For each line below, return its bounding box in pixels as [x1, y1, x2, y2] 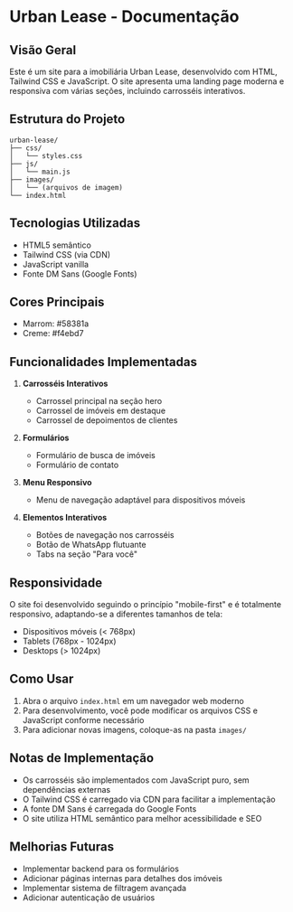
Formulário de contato [35, 459, 119, 471]
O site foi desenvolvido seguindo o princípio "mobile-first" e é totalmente [9, 599, 282, 610]
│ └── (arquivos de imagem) [9, 183, 124, 192]
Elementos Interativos [22, 512, 108, 523]
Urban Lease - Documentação [9, 6, 240, 27]
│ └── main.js [9, 167, 71, 176]
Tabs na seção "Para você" [35, 549, 138, 559]
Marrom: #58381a [22, 318, 90, 329]
